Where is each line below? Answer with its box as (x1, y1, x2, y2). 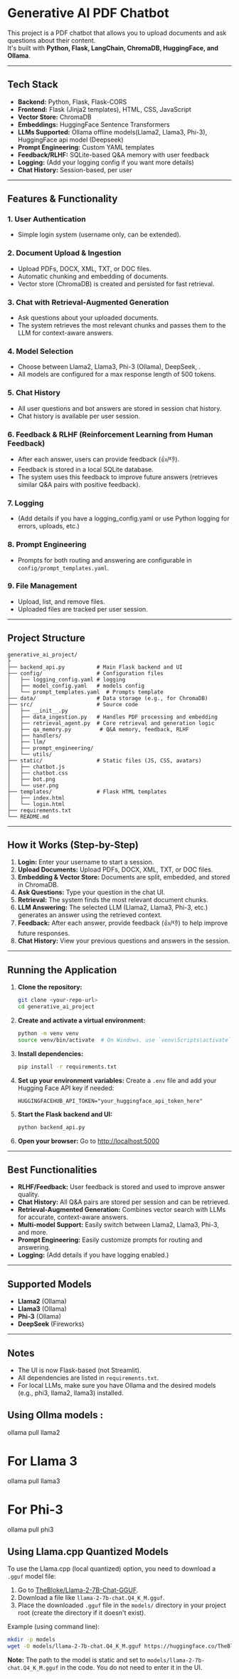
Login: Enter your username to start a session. (17, 858, 154, 867)
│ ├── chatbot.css (7, 769, 69, 777)
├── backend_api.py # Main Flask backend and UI (7, 664, 183, 671)
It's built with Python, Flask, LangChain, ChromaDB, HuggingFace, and (7, 43, 219, 52)
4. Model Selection (7, 346, 73, 356)
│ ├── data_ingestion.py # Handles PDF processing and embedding (7, 713, 218, 721)
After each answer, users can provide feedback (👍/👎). (17, 454, 180, 464)
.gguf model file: (7, 1572, 56, 1581)
